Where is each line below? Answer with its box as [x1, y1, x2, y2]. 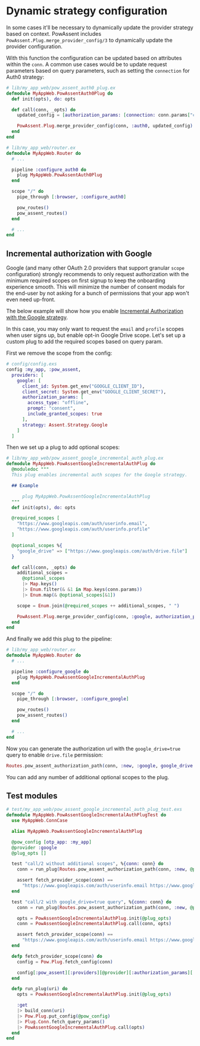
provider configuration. [6, 43, 62, 50]
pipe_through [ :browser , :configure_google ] [17, 696, 129, 702]
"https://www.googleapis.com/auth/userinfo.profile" [17, 526, 151, 532]
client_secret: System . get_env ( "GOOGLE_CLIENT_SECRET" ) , [21, 389, 167, 395]
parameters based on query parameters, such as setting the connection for [6, 67, 190, 74]
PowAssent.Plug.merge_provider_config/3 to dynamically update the [6, 36, 173, 43]
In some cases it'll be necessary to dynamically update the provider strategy [6, 24, 193, 31]
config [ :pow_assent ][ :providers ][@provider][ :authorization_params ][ [17, 969, 193, 976]
